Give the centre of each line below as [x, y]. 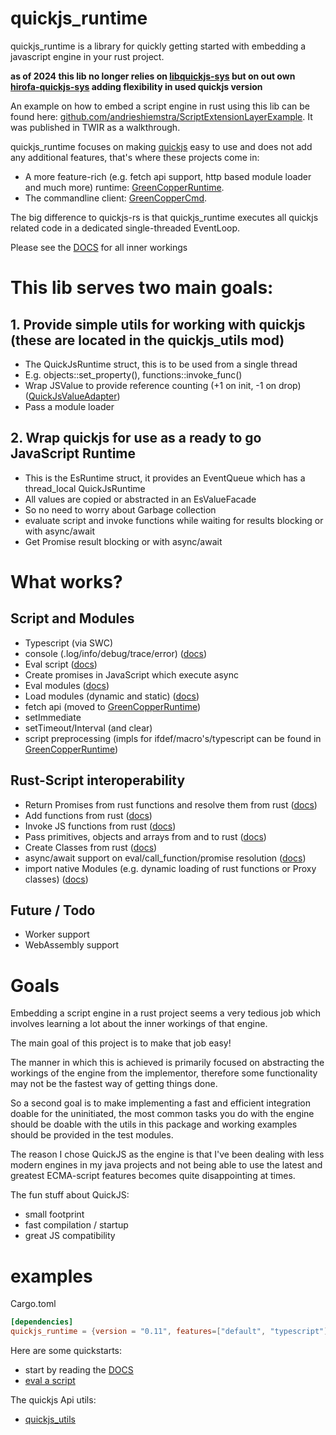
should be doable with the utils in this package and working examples [154, 1124]
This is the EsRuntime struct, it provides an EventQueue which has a [165, 478]
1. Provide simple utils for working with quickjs [158, 324]
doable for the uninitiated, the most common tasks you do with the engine [162, 1114]
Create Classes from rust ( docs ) [91, 847]
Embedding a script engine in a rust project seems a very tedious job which [165, 1013]
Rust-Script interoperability [98, 780]
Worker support [57, 934]
